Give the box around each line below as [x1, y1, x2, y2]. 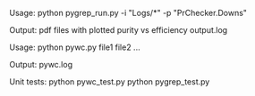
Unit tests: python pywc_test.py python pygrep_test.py [9, 76, 210, 87]
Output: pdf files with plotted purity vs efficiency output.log [9, 25, 228, 35]
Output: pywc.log [9, 60, 73, 69]
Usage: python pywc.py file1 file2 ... [9, 42, 140, 52]
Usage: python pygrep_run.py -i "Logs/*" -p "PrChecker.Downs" [9, 8, 248, 18]
